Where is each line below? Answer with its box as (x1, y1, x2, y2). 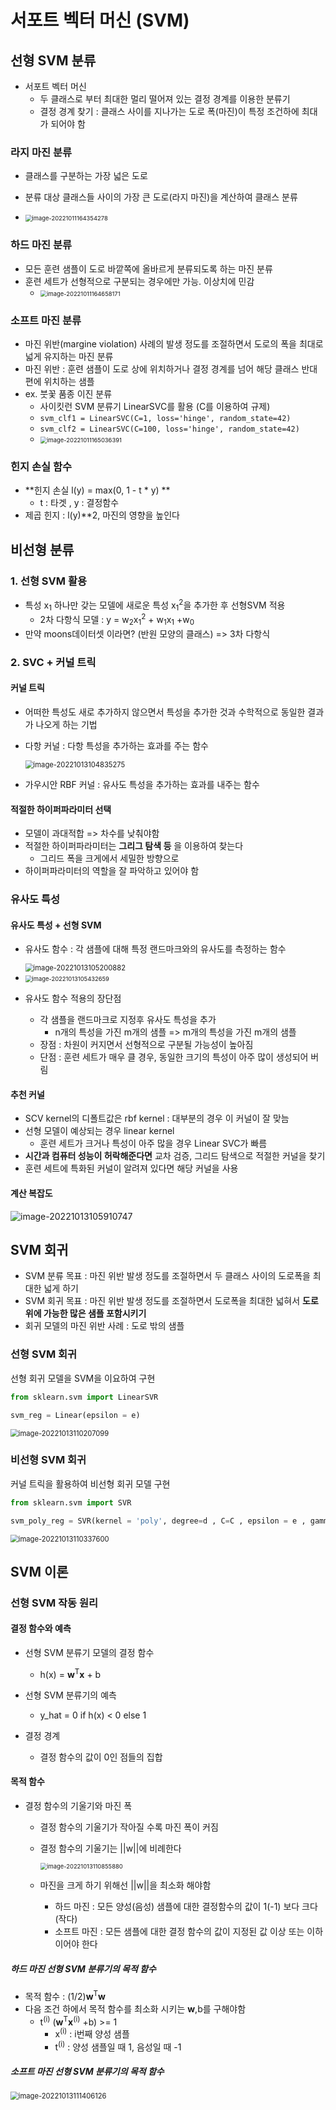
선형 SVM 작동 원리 (10, 1596, 99, 1610)
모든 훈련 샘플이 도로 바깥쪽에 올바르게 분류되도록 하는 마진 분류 (24, 262, 273, 275)
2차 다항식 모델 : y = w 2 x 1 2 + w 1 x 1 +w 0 (39, 612, 195, 628)
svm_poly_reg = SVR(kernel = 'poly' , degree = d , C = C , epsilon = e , (10, 1516, 307, 1526)
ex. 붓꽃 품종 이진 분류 (24, 387, 113, 400)
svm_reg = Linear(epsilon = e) (10, 1410, 141, 1420)
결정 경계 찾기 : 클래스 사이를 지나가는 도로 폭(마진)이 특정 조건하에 (39, 106, 300, 117)
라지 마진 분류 (10, 145, 73, 159)
